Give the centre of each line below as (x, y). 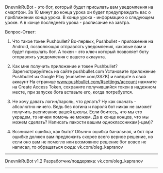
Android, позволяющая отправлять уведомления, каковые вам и (79, 46)
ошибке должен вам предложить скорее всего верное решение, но (82, 137)
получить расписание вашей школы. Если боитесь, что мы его (77, 112)
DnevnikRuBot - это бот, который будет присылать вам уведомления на (79, 7)
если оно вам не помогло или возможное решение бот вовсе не (79, 142)
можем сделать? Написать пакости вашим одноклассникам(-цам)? (82, 122)
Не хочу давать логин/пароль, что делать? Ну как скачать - (74, 101)
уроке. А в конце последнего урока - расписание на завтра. (68, 22)
